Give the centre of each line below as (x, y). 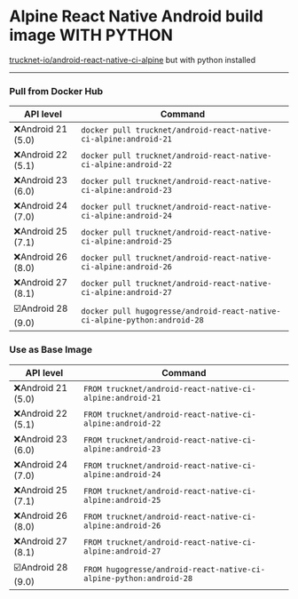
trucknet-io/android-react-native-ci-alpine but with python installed (132, 60)
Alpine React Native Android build (136, 16)
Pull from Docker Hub (56, 91)
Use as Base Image (51, 350)
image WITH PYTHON (91, 35)
